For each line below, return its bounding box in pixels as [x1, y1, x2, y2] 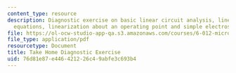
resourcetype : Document [7, 42, 77, 49]
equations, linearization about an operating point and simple [13, 23, 202, 30]
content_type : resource [7, 10, 77, 17]
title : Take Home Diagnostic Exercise [7, 49, 121, 56]
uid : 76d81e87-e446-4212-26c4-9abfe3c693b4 [7, 56, 137, 63]
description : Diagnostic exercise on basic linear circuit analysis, [7, 17, 216, 24]
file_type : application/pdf [7, 36, 90, 43]
